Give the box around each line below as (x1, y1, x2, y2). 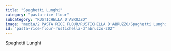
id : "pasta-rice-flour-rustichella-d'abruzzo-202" (5, 26, 115, 31)
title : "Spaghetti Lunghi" (5, 7, 63, 13)
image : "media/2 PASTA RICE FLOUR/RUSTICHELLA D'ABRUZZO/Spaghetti (5, 21, 152, 27)
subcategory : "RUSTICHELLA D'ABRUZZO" (5, 17, 88, 22)
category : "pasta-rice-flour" (5, 12, 70, 17)
